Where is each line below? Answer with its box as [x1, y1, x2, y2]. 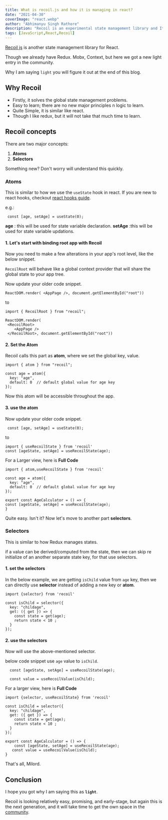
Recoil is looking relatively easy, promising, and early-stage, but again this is [5, 798, 162, 804]
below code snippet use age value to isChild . [5, 658, 98, 664]
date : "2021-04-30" [5, 12, 46, 17]
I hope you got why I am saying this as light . [5, 789, 98, 795]
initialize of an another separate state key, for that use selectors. [5, 554, 137, 560]
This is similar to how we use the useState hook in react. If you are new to [5, 189, 157, 195]
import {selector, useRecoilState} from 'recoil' [5, 695, 111, 700]
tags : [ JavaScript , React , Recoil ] [5, 31, 75, 36]
